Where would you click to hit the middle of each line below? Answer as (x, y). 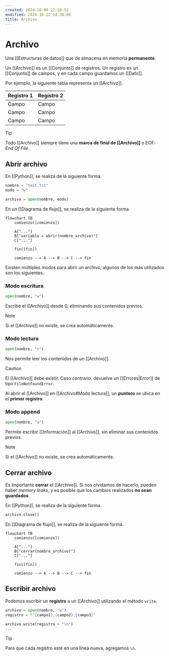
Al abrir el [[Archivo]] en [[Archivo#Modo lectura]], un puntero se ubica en (83, 393)
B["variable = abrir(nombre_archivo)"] (56, 236)
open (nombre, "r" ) (24, 349)
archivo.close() (22, 515)
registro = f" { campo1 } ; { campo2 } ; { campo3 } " (50, 615)
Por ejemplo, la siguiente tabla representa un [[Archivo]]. (64, 83)
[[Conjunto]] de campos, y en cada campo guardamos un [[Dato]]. (74, 73)
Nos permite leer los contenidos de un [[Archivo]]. (57, 359)
